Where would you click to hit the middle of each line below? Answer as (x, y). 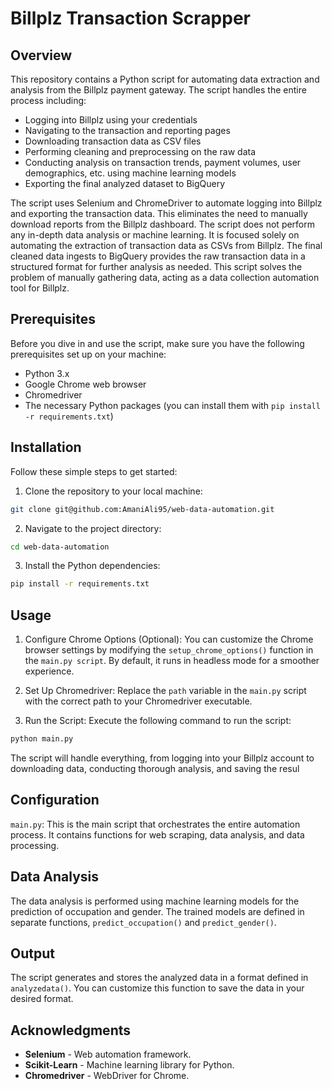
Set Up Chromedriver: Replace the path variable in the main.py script (165, 691)
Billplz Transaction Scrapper (130, 18)
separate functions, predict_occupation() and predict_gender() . (143, 922)
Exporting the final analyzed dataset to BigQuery (125, 183)
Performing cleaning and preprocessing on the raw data (140, 151)
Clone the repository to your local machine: (113, 491)
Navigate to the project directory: (93, 528)
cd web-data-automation (60, 547)
